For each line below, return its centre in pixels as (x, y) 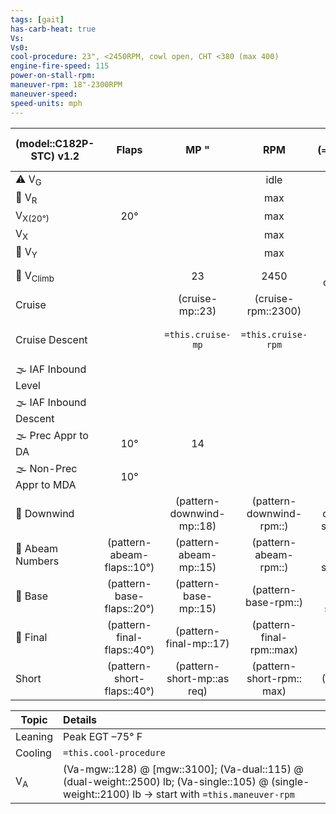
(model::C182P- (55, 143)
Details (80, 720)
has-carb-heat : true (53, 29)
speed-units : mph (46, 103)
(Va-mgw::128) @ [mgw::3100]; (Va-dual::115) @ (183, 769)
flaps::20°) (129, 609)
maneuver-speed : (44, 94)
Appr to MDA (46, 485)
